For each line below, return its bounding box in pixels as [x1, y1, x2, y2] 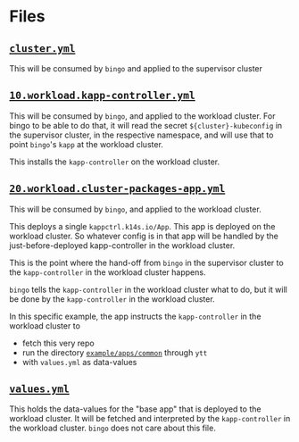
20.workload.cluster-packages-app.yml [9, 182, 226, 196]
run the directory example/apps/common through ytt [21, 346, 208, 358]
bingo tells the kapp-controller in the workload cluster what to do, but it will [9, 284, 287, 295]
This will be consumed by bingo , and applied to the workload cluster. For [9, 110, 276, 121]
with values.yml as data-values [21, 356, 137, 367]
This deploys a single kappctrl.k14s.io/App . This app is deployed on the [9, 221, 276, 231]
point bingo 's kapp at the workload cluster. [9, 138, 163, 149]
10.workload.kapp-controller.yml [9, 89, 196, 102]
